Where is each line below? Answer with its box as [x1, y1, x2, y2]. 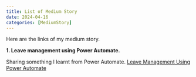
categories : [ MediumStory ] [6, 19, 72, 25]
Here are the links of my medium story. [6, 36, 100, 43]
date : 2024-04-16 [6, 14, 49, 20]
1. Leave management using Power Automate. [6, 47, 120, 54]
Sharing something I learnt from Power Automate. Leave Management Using [6, 58, 191, 65]
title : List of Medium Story [6, 8, 77, 15]
